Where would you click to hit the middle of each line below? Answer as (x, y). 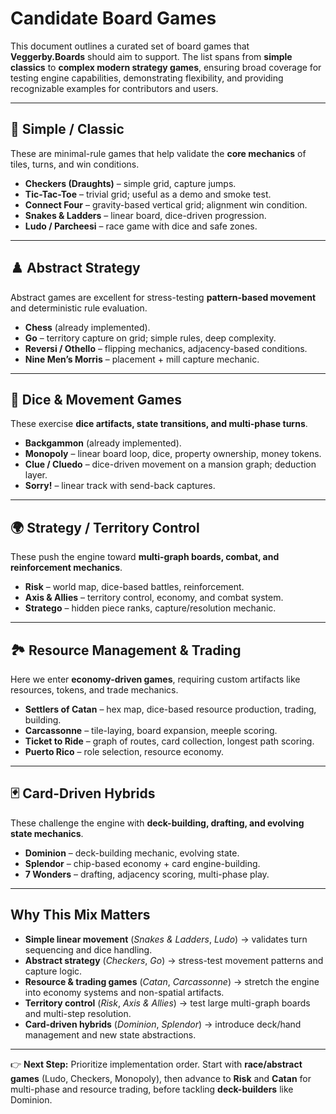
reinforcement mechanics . (66, 568)
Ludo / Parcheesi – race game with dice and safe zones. (141, 226)
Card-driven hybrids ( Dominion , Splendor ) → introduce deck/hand (163, 1024)
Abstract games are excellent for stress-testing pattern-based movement (163, 297)
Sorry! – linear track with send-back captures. (120, 486)
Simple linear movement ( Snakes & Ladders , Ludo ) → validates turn (166, 939)
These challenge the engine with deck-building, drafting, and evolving (157, 823)
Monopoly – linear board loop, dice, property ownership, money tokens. (173, 454)
